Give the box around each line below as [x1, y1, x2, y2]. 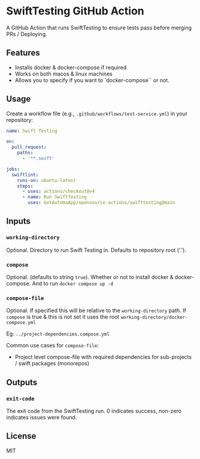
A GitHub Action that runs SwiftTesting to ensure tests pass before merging [6, 24, 192, 31]
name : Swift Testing [6, 128, 58, 134]
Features [6, 48, 40, 58]
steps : [17, 183, 34, 189]
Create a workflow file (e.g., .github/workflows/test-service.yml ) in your [6, 110, 188, 117]
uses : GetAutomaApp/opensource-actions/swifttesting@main [28, 200, 175, 206]
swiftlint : [11, 172, 39, 178]
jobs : [6, 166, 20, 172]
